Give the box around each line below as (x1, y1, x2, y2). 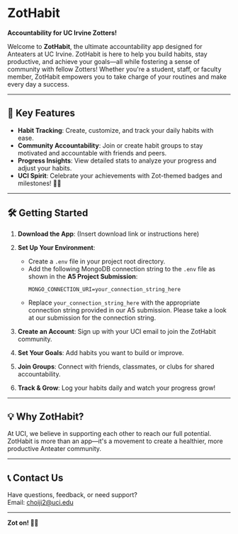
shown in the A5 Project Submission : (28, 272, 138, 280)
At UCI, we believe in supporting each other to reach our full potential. (7, 430, 212, 438)
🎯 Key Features (7, 107, 76, 119)
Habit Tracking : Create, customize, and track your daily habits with (17, 126, 214, 134)
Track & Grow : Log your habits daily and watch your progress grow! (17, 383, 216, 392)
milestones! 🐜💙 (17, 179, 62, 187)
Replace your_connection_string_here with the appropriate (28, 298, 200, 307)
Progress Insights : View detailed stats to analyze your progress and (17, 156, 217, 165)
